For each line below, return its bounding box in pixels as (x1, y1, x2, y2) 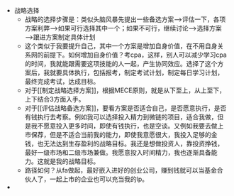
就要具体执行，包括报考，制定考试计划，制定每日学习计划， (49, 68, 224, 77)
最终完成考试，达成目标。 (24, 77, 100, 85)
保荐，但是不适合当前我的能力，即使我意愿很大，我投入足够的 (30, 131, 211, 138)
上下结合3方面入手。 (24, 95, 85, 103)
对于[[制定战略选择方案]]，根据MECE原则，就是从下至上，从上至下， (24, 86, 225, 94)
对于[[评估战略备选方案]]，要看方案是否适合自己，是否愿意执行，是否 (24, 104, 227, 112)
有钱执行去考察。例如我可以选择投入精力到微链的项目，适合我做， (24, 113, 218, 121)
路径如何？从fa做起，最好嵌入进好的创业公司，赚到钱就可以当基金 (24, 166, 218, 174)
